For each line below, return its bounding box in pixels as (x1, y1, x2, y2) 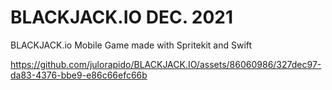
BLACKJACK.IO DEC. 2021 (10, 6, 234, 29)
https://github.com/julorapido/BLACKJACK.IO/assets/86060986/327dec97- (10, 58, 322, 70)
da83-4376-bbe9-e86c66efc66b (10, 69, 148, 81)
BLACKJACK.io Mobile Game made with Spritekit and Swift (10, 39, 253, 51)
